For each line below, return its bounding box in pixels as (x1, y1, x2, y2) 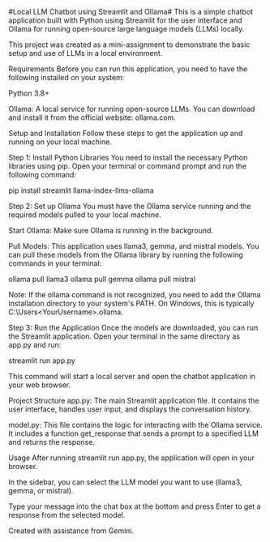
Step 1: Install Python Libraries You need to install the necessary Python (8, 153, 248, 162)
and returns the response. (8, 437, 96, 446)
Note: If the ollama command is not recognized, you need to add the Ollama (8, 290, 261, 299)
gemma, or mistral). (8, 486, 74, 495)
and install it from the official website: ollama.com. (8, 113, 176, 122)
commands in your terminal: (8, 258, 102, 268)
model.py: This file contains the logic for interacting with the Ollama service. (8, 420, 263, 429)
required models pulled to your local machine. (8, 210, 162, 220)
